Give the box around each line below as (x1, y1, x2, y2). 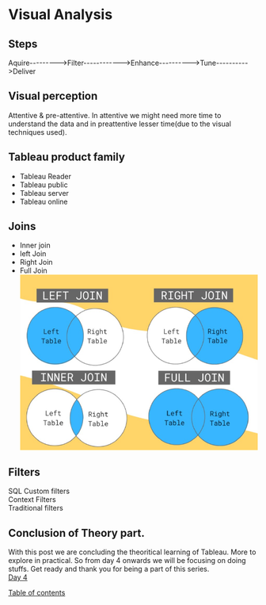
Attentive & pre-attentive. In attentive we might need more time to (8, 110, 222, 120)
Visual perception (8, 90, 98, 103)
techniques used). (8, 127, 67, 136)
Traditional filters (8, 504, 63, 513)
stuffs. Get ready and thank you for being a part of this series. (8, 565, 210, 574)
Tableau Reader (19, 171, 71, 181)
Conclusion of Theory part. (8, 526, 145, 540)
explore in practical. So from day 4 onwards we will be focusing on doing (8, 556, 247, 565)
